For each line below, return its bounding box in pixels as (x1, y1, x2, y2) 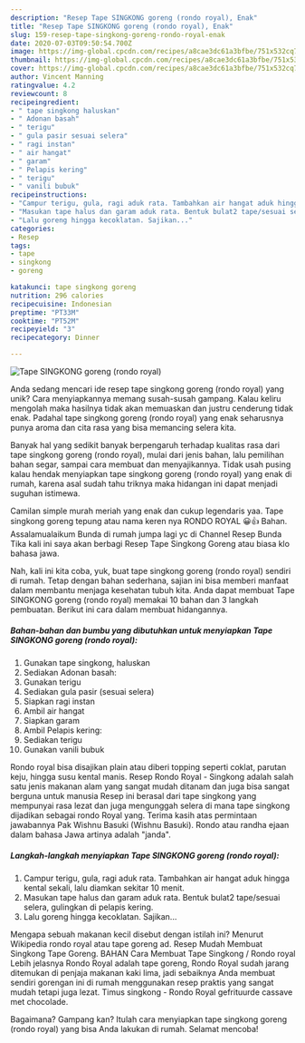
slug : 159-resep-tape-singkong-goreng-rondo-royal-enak (10, 30, 225, 39)
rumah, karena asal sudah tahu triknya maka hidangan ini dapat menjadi (10, 478, 279, 489)
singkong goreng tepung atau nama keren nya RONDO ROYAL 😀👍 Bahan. (10, 516, 288, 526)
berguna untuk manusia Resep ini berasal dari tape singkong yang (10, 790, 257, 801)
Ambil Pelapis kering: (23, 725, 102, 736)
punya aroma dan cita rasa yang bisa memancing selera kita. (10, 423, 237, 433)
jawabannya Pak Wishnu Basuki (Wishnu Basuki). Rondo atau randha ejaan (10, 819, 290, 830)
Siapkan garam (23, 715, 81, 726)
